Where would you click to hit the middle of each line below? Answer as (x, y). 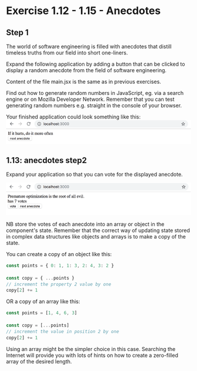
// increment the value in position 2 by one (62, 331)
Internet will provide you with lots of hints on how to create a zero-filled (92, 355)
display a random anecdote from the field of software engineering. (86, 70)
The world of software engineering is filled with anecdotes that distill (89, 46)
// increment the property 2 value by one (59, 284)
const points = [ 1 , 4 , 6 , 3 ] (42, 313)
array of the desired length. (39, 361)
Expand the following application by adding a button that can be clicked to (96, 64)
